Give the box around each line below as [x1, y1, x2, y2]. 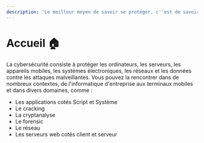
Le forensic [15, 117, 44, 125]
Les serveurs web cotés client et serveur [15, 130, 117, 138]
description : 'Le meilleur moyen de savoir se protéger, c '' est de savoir [6, 9, 200, 15]
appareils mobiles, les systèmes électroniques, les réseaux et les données [6, 67, 192, 74]
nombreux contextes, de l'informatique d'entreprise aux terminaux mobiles [6, 80, 193, 87]
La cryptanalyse [15, 111, 56, 119]
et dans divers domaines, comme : [6, 86, 93, 94]
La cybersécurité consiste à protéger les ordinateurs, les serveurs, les [6, 60, 181, 68]
